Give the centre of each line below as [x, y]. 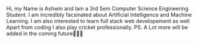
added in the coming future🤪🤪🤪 [45, 34]
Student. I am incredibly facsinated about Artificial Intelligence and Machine [99, 15]
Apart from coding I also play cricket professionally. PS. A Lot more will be [97, 27]
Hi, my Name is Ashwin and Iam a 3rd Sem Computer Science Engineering [98, 9]
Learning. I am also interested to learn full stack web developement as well [98, 21]
